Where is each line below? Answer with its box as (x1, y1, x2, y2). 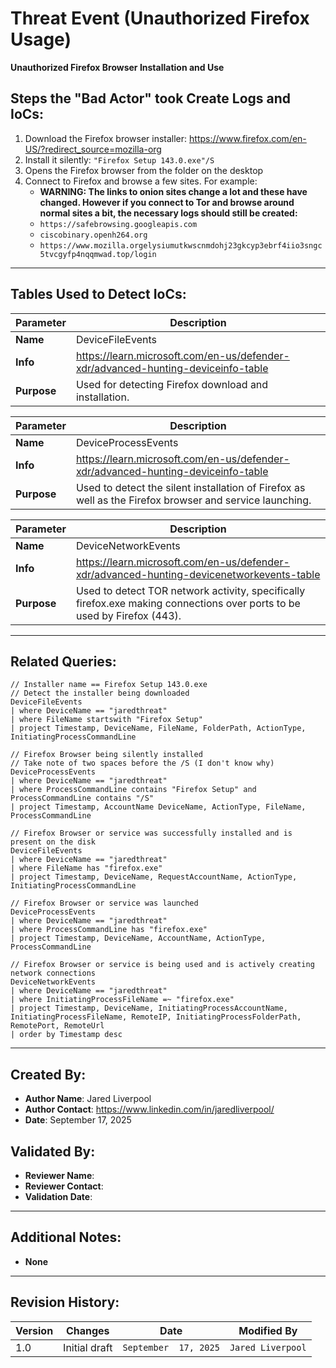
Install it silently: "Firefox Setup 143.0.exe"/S (24, 153, 215, 166)
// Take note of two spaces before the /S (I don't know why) (10, 758, 275, 769)
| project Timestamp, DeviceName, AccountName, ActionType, (10, 933, 267, 944)
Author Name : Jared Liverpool (24, 1093, 152, 1105)
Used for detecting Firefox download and (75, 377, 269, 391)
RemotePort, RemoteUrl (10, 1021, 105, 1031)
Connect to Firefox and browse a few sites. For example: (24, 175, 258, 187)
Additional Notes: (10, 1229, 122, 1246)
